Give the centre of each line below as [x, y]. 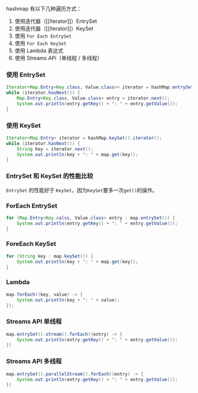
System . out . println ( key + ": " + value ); [68, 300]
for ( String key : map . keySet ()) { [50, 256]
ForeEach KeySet [31, 244]
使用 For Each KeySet [40, 43]
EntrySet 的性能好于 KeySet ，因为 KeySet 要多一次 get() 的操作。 [82, 190]
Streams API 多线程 [34, 361]
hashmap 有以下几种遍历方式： [44, 9]
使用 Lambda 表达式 [39, 51]
